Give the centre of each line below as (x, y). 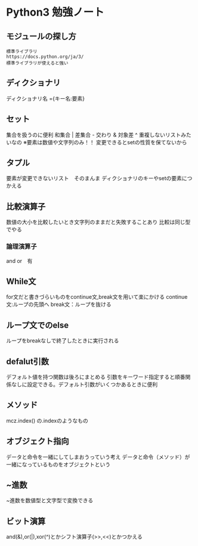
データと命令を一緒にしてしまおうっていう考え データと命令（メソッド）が (98, 457)
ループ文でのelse (38, 325)
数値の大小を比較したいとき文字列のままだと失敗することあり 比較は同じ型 (98, 222)
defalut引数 (28, 361)
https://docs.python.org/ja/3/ (45, 57)
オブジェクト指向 (38, 442)
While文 (21, 281)
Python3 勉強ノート (55, 12)
